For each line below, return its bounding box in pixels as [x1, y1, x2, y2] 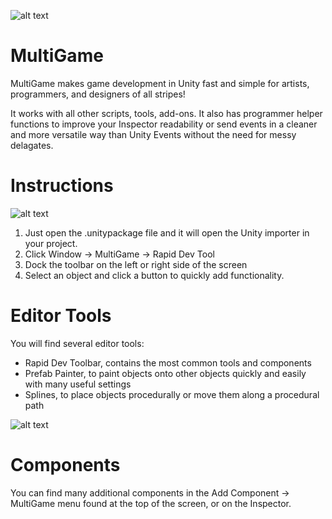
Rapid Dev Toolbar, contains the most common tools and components [24, 356, 312, 369]
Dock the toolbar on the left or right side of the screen [24, 258, 248, 270]
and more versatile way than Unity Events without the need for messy [10, 128, 297, 140]
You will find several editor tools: [10, 337, 145, 349]
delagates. [10, 139, 54, 151]
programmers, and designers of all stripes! [10, 88, 186, 100]
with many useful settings [24, 378, 132, 390]
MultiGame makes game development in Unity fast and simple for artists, [10, 77, 310, 89]
